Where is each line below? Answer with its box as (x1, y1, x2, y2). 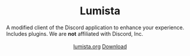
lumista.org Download (73, 43, 127, 50)
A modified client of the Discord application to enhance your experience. (6, 24, 185, 31)
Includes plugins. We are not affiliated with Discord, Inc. (6, 30, 144, 37)
